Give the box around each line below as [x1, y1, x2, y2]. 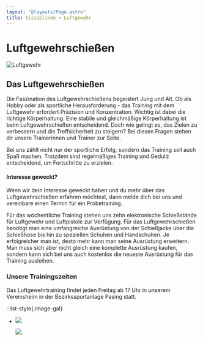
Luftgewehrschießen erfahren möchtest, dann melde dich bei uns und [6, 193, 182, 201]
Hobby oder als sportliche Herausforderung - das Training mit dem [6, 102, 175, 109]
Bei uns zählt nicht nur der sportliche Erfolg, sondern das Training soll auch [6, 146, 196, 154]
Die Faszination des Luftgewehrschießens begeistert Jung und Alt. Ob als [6, 96, 191, 103]
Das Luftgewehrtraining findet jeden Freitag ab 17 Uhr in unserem [6, 286, 171, 294]
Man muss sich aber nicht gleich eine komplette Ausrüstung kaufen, [6, 244, 178, 252]
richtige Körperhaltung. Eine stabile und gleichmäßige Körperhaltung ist [6, 114, 187, 122]
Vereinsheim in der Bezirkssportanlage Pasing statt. [6, 293, 136, 300]
